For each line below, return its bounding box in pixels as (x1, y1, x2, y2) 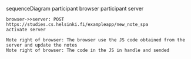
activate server (6, 27, 46, 32)
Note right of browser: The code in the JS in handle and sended (6, 47, 169, 53)
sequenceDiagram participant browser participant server (6, 5, 144, 12)
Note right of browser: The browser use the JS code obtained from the (6, 37, 185, 43)
